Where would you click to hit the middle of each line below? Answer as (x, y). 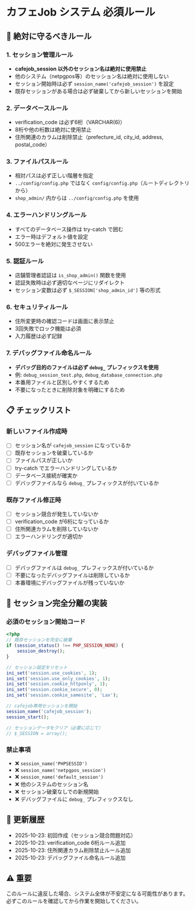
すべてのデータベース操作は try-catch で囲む (69, 229)
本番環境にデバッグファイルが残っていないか (70, 582)
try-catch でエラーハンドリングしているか (66, 468)
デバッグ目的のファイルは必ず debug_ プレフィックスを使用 (87, 367)
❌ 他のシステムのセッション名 (51, 784)
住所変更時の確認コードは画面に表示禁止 (64, 321)
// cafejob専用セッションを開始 (42, 706)
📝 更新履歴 (25, 820)
